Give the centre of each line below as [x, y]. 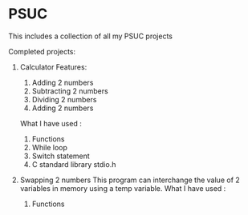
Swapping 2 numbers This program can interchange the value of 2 [130, 180]
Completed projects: [42, 51]
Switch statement [61, 156]
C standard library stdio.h [74, 164]
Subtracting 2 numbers [70, 91]
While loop [50, 147]
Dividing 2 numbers [64, 99]
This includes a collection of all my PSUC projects [90, 36]
